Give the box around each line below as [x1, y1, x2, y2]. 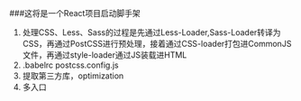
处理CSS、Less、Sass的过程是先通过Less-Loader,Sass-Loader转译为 [22, 27, 281, 38]
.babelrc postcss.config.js [22, 60, 119, 70]
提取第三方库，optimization [22, 70, 124, 81]
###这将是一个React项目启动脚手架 [9, 8, 141, 18]
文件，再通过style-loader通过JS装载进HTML [22, 50, 187, 60]
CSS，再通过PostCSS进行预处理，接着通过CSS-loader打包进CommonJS [22, 39, 292, 49]
